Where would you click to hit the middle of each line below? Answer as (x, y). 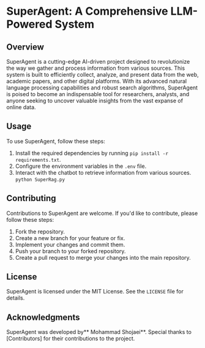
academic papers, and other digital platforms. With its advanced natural (97, 81)
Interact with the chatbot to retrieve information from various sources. (103, 172)
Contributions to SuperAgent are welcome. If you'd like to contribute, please (102, 213)
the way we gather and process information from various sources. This (96, 68)
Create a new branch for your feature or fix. (70, 238)
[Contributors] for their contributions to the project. (71, 339)
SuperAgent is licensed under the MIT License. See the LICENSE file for (95, 292)
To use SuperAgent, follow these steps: (56, 141)
